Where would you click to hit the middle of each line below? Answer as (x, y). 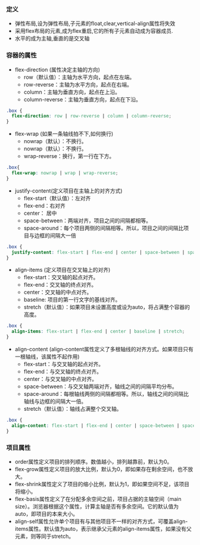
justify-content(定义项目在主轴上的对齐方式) (69, 191)
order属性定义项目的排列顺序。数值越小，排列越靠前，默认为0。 (93, 462)
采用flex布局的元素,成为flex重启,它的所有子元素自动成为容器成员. (94, 31)
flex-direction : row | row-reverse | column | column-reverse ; (91, 116)
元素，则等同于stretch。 (44, 536)
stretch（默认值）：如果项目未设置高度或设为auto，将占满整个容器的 (107, 307)
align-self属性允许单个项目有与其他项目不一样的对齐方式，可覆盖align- (101, 521)
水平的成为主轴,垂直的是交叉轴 (52, 38)
